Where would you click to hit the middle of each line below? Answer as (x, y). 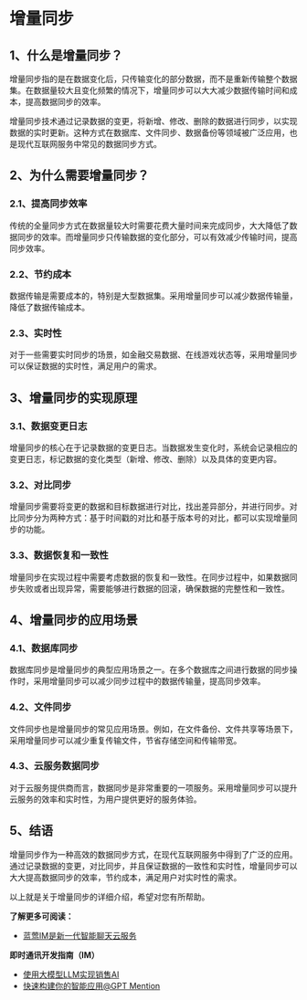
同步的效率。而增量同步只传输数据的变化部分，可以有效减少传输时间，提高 (157, 237)
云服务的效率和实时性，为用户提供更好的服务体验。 (106, 799)
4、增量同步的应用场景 (74, 620)
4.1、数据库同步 (44, 647)
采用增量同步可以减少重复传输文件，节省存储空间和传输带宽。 (126, 740)
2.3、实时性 (36, 332)
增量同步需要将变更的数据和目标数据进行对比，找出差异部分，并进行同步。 (149, 507)
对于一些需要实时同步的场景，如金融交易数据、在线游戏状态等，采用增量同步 (153, 355)
